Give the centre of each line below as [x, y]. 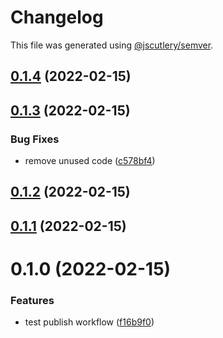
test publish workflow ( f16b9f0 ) [89, 322]
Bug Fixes [35, 139]
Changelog [57, 17]
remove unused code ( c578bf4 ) [90, 161]
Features [32, 300]
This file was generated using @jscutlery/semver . [112, 45]
